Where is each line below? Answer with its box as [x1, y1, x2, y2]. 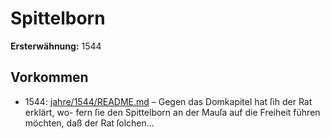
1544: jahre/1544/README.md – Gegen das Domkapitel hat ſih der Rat [24, 95, 313, 107]
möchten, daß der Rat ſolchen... [24, 117, 155, 129]
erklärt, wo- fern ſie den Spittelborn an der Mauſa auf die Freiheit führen [24, 106, 321, 118]
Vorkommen [10, 69, 89, 86]
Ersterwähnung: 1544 [10, 40, 102, 52]
